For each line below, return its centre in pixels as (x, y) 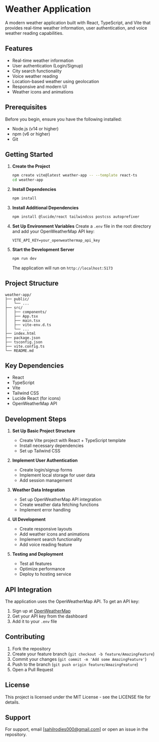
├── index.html (21, 333)
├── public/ (17, 299)
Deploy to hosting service (45, 574)
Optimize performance (42, 569)
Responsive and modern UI (39, 87)
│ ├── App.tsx (22, 316)
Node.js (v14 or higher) (35, 128)
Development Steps (36, 419)
